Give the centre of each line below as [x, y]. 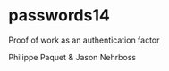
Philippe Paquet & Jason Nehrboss [72, 57]
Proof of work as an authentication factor [84, 40]
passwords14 [59, 16]
